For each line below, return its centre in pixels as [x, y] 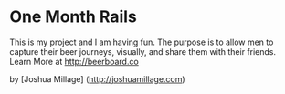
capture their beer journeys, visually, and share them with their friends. [143, 51]
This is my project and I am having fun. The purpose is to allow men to [142, 42]
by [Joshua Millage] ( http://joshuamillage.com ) [97, 78]
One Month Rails [73, 17]
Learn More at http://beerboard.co [74, 61]
